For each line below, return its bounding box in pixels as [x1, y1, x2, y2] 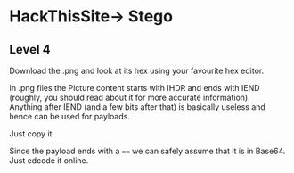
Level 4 [9, 42, 51, 57]
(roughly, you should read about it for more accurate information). [9, 92, 251, 103]
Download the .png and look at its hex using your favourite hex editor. [9, 65, 265, 76]
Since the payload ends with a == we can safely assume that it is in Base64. [9, 145, 286, 156]
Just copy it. [9, 128, 55, 139]
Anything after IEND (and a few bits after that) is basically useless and [9, 102, 265, 112]
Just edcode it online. [9, 155, 89, 166]
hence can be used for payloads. [9, 111, 131, 121]
